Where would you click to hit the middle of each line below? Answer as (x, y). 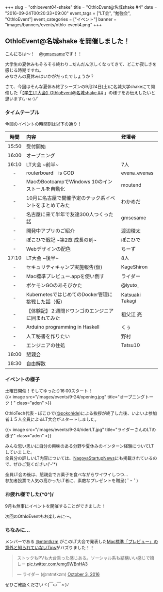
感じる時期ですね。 (24, 70)
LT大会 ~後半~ (42, 258)
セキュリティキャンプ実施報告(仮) (64, 267)
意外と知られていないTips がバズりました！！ (50, 548)
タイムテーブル (22, 112)
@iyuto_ (130, 285)
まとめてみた (55, 205)
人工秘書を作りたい (48, 336)
